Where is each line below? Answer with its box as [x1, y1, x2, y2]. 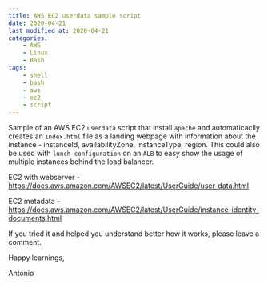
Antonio [8, 269, 34, 278]
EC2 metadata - [8, 197, 61, 206]
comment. [8, 238, 42, 247]
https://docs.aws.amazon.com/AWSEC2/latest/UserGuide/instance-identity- [8, 205, 260, 214]
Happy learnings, [8, 253, 65, 262]
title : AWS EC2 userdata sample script [8, 11, 142, 20]
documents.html [8, 214, 62, 223]
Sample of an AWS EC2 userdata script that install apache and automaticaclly [8, 123, 260, 133]
